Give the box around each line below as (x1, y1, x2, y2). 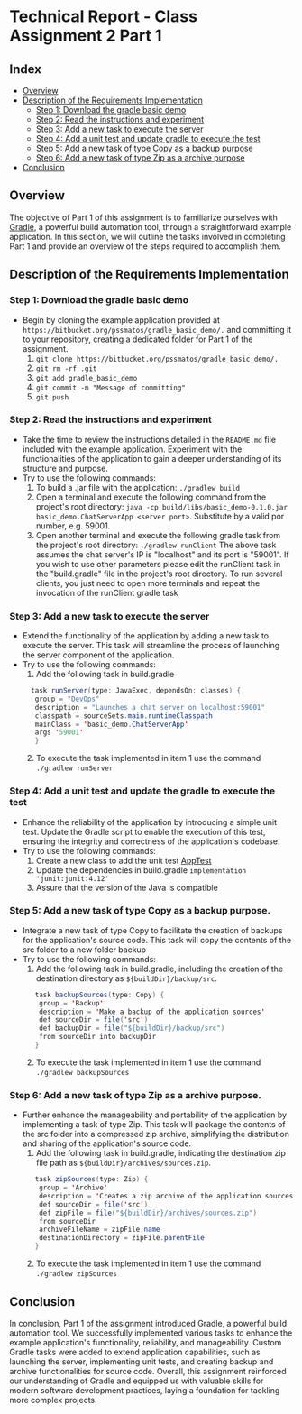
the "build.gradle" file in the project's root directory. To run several (35, 568, 283, 579)
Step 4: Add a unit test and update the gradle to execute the (9, 785, 276, 797)
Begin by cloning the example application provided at (22, 314, 221, 326)
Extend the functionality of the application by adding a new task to (22, 630, 269, 641)
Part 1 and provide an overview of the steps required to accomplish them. (9, 241, 281, 252)
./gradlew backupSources (35, 1068, 130, 1077)
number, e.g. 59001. (35, 520, 111, 531)
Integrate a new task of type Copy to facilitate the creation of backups (22, 924, 283, 935)
